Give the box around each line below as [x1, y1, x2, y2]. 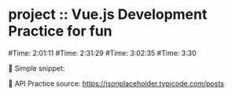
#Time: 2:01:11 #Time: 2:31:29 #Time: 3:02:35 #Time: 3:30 [8, 48, 197, 57]
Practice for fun [8, 22, 112, 40]
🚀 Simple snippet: [8, 63, 65, 72]
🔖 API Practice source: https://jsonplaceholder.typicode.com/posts [8, 79, 224, 88]
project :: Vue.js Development [8, 6, 208, 24]
